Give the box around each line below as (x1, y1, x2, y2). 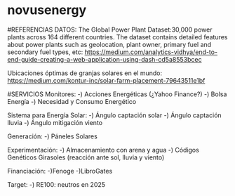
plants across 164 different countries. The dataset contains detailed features (7, 32, 228, 41)
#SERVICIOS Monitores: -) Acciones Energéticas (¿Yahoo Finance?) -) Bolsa (7, 90, 227, 98)
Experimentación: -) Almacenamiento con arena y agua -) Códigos (7, 145, 200, 154)
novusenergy (7, 2, 87, 18)
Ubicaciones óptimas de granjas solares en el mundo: (7, 69, 163, 77)
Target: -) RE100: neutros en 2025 (7, 180, 106, 188)
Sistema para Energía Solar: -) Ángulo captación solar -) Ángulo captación (7, 111, 222, 119)
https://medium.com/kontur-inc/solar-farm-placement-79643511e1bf (7, 76, 206, 84)
